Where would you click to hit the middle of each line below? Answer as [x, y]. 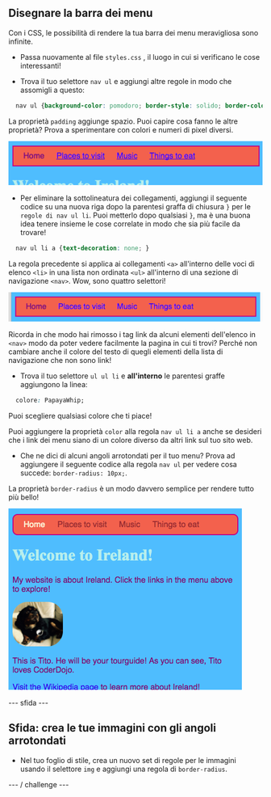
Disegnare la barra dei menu [81, 13]
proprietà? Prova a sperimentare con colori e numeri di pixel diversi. [121, 129]
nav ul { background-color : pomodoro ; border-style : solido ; [119, 105]
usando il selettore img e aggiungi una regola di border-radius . [124, 769]
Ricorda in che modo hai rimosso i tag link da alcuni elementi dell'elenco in [132, 334]
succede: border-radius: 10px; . [73, 473]
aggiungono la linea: [54, 384]
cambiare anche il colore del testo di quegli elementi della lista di [116, 352]
